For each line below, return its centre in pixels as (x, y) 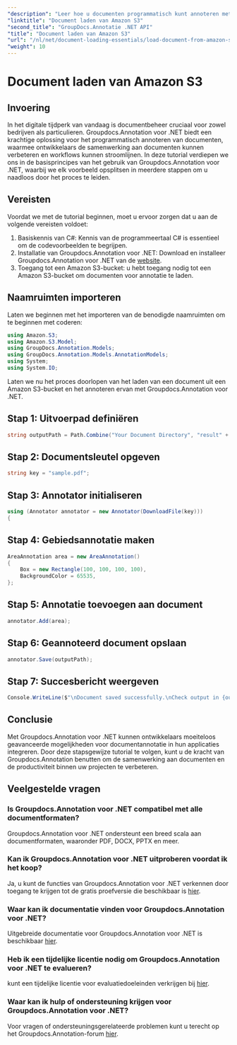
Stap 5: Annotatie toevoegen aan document (105, 605)
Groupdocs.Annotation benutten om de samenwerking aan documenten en (116, 759)
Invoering (29, 108)
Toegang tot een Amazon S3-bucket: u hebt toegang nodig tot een (114, 268)
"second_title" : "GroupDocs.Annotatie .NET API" (80, 27)
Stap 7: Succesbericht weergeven (83, 681)
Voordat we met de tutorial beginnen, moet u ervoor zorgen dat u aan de (113, 216)
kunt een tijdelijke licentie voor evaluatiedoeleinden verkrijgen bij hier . (109, 983)
